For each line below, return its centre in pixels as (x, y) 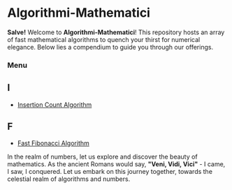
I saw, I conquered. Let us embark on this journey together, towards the (110, 172)
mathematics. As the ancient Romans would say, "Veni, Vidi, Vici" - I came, (116, 164)
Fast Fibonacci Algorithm (53, 143)
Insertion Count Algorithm (55, 104)
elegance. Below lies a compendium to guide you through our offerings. (110, 47)
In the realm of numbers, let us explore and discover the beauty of (102, 157)
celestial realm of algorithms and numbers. (69, 179)
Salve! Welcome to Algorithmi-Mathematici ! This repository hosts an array (116, 32)
